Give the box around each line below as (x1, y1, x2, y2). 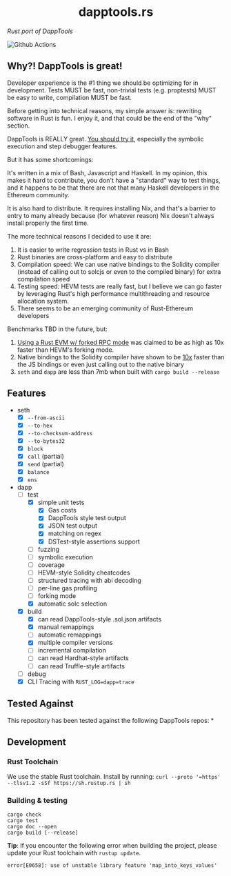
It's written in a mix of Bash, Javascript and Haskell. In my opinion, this (7, 168, 208, 177)
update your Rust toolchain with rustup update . (7, 849, 141, 857)
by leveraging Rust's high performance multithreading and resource (17, 289, 210, 297)
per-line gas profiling (37, 584, 98, 592)
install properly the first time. (7, 219, 89, 227)
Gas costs (48, 506, 77, 515)
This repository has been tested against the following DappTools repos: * (7, 716, 214, 724)
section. (7, 121, 30, 130)
